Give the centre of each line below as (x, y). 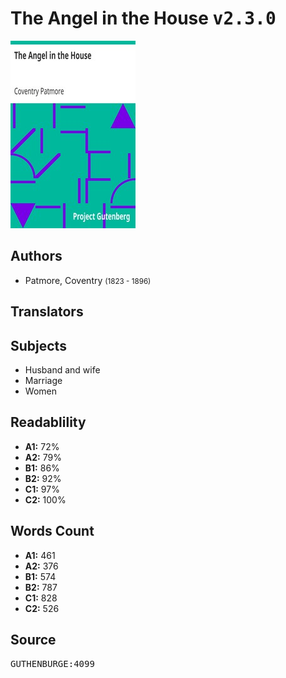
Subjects (38, 345)
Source (33, 639)
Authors (36, 256)
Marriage (43, 380)
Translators (47, 312)
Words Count (52, 531)
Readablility (48, 422)
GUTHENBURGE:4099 (52, 664)
